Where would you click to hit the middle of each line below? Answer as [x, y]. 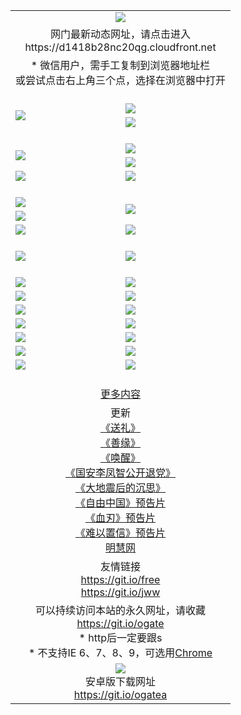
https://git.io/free [120, 579]
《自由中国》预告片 [121, 502]
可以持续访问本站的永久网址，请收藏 [121, 610]
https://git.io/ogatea [120, 694]
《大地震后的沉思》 [121, 487]
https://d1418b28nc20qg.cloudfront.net [120, 47]
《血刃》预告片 [121, 517]
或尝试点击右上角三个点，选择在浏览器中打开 [121, 80]
